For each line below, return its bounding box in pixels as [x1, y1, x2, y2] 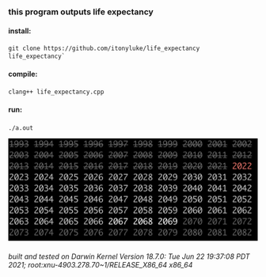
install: [8, 26, 32, 36]
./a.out [8, 123, 34, 132]
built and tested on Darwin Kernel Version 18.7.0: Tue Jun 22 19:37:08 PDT [8, 252, 251, 261]
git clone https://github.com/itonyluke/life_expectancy [8, 44, 200, 53]
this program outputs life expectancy [8, 6, 154, 17]
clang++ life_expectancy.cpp [8, 88, 104, 97]
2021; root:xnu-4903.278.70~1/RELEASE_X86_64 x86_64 [8, 260, 193, 269]
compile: [8, 69, 38, 78]
